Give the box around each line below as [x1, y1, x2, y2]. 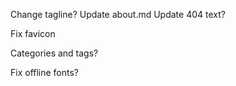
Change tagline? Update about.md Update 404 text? [10, 9, 226, 20]
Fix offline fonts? [10, 67, 80, 78]
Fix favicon [10, 28, 56, 39]
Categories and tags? [10, 47, 99, 59]
